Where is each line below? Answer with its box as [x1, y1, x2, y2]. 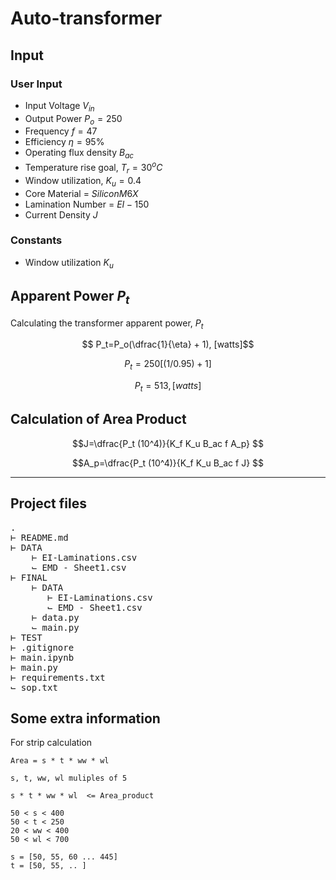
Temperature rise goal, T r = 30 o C [24, 160, 163, 176]
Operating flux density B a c [24, 147, 135, 161]
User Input [10, 77, 63, 91]
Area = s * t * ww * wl [10, 756, 110, 766]
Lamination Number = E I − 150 [24, 198, 150, 210]
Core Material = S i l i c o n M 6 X [24, 187, 139, 199]
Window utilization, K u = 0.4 [24, 174, 142, 189]
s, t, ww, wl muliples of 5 [10, 773, 128, 784]
